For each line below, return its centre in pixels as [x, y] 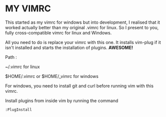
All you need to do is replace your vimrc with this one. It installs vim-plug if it [83, 42]
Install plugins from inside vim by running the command [62, 100]
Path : [11, 57]
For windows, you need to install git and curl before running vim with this [79, 86]
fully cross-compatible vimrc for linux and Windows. [58, 33]
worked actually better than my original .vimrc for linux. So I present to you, [82, 27]
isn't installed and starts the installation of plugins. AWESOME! [69, 47]
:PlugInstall [19, 110]
